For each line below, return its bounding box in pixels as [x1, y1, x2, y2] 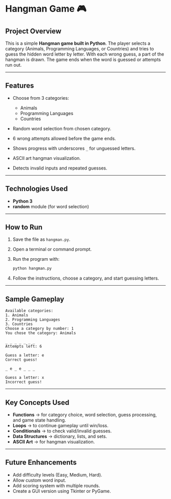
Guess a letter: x [5, 375, 44, 380]
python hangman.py [12, 266, 52, 271]
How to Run [5, 223, 43, 232]
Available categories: [5, 308, 53, 314]
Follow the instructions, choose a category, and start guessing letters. [12, 275, 159, 282]
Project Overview [5, 26, 62, 35]
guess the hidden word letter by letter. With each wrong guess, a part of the [5, 51, 164, 57]
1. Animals [5, 313, 28, 318]
